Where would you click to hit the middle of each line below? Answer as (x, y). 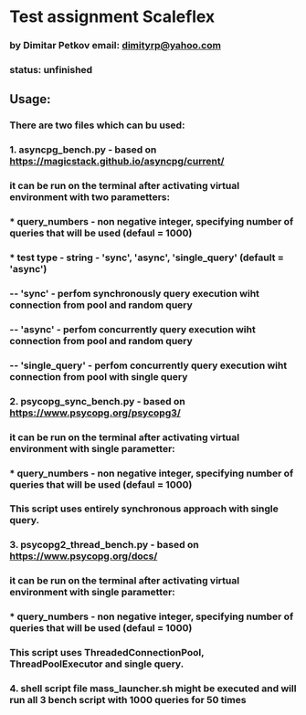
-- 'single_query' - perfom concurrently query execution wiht (148, 365)
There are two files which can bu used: (97, 125)
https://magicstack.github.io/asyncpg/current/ (117, 162)
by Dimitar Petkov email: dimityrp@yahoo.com (116, 46)
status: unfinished (51, 70)
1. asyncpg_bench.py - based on (83, 150)
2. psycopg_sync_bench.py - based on (97, 401)
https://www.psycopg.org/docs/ (84, 556)
